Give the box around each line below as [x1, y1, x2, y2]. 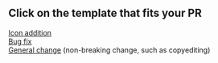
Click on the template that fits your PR [8, 6, 203, 20]
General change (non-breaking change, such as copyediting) [8, 44, 211, 55]
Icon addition [8, 27, 52, 37]
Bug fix [8, 36, 32, 46]
